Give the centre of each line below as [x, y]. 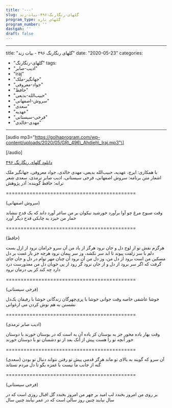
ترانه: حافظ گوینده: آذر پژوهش [35, 183]
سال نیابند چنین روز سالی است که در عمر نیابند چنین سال [60, 400]
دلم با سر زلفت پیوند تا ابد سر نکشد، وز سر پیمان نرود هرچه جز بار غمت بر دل [80, 253]
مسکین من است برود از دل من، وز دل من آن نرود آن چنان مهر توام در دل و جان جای [86, 259]
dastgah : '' [18, 29]
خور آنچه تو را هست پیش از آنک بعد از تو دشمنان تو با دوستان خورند [70, 339]
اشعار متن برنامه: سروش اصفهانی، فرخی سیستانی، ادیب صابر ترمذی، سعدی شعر [84, 177]
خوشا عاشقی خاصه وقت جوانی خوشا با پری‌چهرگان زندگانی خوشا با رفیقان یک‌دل [83, 299]
